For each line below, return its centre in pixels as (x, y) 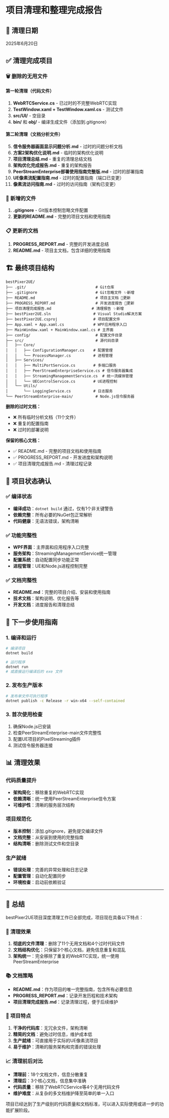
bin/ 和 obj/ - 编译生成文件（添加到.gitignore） (61, 122)
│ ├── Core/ (21, 345)
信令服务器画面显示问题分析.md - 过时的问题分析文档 (68, 146)
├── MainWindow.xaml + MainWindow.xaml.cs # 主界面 (60, 330)
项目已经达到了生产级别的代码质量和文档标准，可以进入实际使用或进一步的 (82, 1104)
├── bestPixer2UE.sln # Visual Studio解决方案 (74, 314)
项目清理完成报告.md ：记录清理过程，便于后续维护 (65, 1002)
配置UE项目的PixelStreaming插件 (47, 739)
